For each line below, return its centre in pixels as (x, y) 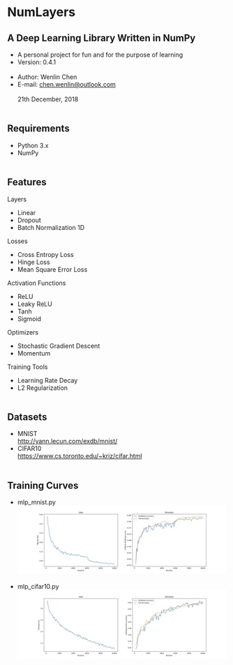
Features (27, 182)
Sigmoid (29, 319)
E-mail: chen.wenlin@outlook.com (67, 84)
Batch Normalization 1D (51, 227)
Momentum (34, 353)
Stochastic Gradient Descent (59, 346)
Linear (27, 212)
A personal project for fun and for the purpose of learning (100, 54)
